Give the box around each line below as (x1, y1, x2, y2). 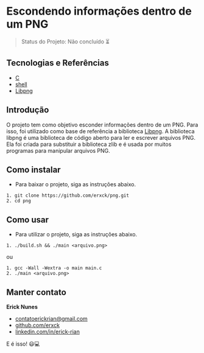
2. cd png (6, 198, 32, 204)
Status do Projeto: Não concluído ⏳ (21, 38, 110, 45)
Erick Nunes (6, 304, 38, 310)
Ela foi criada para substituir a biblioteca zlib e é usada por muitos (6, 140, 172, 148)
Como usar (6, 214, 49, 225)
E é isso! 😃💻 (6, 340, 40, 348)
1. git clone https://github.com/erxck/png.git (6, 192, 130, 199)
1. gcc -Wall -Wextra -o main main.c (6, 265, 102, 271)
